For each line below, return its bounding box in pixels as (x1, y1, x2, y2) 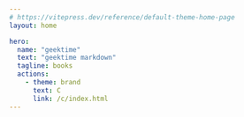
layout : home (9, 21, 57, 30)
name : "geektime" (17, 45, 81, 54)
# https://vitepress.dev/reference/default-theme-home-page (9, 12, 236, 22)
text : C (32, 85, 62, 95)
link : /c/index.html (32, 94, 109, 103)
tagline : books (17, 62, 73, 70)
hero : (9, 37, 29, 46)
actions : (17, 69, 50, 79)
